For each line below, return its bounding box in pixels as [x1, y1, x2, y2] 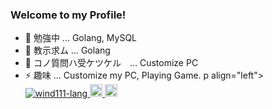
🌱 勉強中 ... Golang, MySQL [24, 32, 138, 44]
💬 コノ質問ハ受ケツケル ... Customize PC [24, 57, 199, 69]
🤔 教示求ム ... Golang [24, 44, 111, 57]
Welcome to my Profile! [10, 8, 127, 22]
